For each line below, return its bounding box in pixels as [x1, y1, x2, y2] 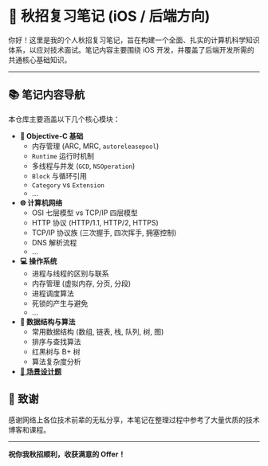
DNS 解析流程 [31, 237, 77, 247]
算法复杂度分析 [31, 356, 81, 366]
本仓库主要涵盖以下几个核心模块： [8, 114, 120, 123]
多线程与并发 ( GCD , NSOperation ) [31, 161, 136, 170]
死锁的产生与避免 [31, 298, 89, 307]
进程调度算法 [31, 288, 74, 298]
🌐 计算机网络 [19, 198, 63, 207]
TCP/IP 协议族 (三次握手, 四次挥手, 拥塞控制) [31, 228, 177, 237]
